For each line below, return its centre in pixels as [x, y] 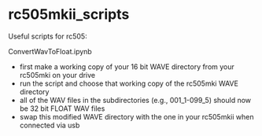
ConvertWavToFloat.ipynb [50, 51]
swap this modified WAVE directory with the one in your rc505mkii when [137, 116]
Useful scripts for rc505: [48, 36]
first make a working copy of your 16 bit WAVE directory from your [127, 66]
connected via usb [50, 125]
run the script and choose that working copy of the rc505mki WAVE [129, 83]
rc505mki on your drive [57, 75]
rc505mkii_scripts [69, 15]
